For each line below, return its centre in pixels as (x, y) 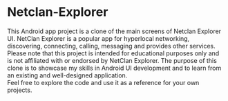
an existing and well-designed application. (67, 75)
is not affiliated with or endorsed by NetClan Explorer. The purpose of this (112, 60)
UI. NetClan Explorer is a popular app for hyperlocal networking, (98, 38)
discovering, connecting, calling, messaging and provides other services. (111, 46)
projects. (20, 90)
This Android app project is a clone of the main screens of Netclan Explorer (114, 31)
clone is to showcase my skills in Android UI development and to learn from (114, 68)
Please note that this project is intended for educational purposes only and (113, 53)
